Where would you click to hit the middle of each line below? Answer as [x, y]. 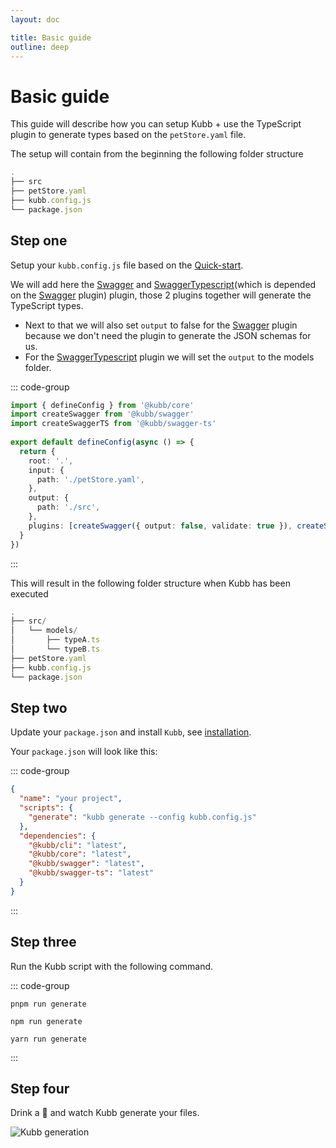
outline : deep [40, 47]
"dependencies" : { [58, 836]
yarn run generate [48, 1039]
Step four [40, 1089]
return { [37, 451]
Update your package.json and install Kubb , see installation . [131, 732]
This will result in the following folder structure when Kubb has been [150, 583]
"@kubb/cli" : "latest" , [78, 845]
